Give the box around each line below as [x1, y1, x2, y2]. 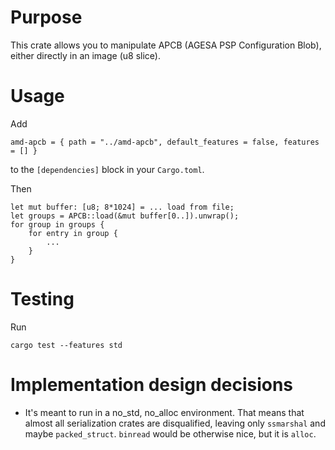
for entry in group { [28, 228, 118, 238]
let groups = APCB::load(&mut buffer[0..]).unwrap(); [10, 211, 240, 221]
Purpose [10, 6, 83, 29]
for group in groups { [10, 219, 105, 230]
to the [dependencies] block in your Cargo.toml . [10, 163, 205, 175]
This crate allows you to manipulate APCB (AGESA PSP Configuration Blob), [10, 39, 322, 51]
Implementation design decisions [10, 374, 294, 396]
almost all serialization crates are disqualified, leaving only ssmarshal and [24, 417, 326, 429]
